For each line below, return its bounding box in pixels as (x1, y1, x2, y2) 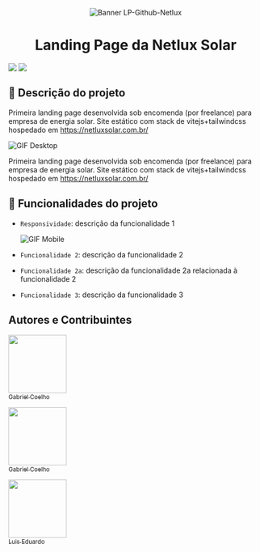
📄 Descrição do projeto (8, 86, 126, 100)
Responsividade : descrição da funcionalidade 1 (19, 219, 175, 228)
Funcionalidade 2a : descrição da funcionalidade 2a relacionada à (19, 265, 238, 275)
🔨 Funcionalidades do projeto (8, 197, 158, 210)
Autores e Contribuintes (8, 312, 132, 327)
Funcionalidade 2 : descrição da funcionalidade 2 (19, 249, 184, 259)
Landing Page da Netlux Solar (35, 36, 237, 54)
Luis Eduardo (8, 537, 45, 546)
